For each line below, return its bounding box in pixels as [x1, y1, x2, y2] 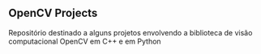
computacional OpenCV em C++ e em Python [8, 36, 161, 46]
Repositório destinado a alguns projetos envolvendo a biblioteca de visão [8, 27, 253, 37]
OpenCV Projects [8, 6, 98, 20]
